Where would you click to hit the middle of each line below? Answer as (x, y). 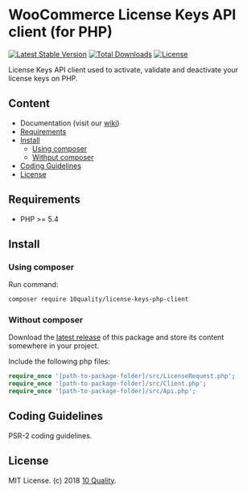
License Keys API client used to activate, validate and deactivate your (123, 69)
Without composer (46, 320)
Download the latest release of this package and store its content (116, 337)
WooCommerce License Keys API (122, 15)
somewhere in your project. (54, 346)
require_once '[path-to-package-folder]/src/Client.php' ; (107, 384)
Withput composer (63, 157)
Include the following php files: (59, 362)
